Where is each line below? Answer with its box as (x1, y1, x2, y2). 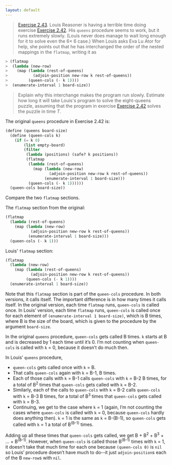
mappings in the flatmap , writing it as (17, 49, 97, 55)
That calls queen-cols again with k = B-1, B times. (12, 370, 117, 376)
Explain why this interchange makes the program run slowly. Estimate (17, 92, 165, 98)
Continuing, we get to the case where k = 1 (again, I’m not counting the (12, 404, 163, 411)
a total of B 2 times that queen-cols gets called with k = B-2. (12, 380, 138, 387)
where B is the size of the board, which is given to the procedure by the (5, 318, 157, 324)
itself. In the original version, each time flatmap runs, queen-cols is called (5, 301, 159, 308)
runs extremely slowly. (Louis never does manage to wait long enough (17, 32, 166, 38)
